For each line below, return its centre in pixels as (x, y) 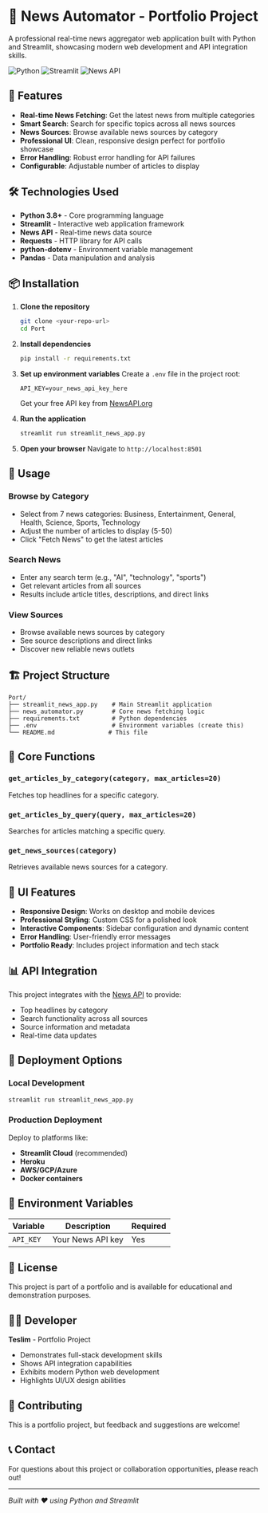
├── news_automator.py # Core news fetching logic (106, 711)
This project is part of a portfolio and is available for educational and (120, 1286)
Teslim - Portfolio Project (49, 1340)
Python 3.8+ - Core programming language (92, 215)
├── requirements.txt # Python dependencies (98, 718)
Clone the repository (55, 307)
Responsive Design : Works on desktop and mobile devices (117, 912)
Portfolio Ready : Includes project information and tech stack (119, 945)
